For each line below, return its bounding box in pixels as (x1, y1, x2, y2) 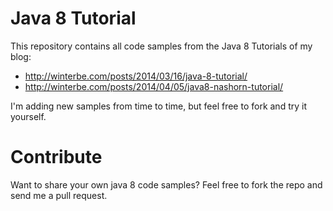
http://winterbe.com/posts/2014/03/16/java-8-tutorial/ (24, 70, 248, 82)
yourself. (10, 110, 47, 122)
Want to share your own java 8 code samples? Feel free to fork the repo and (10, 178, 323, 191)
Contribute (10, 146, 103, 169)
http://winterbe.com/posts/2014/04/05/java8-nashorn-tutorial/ (24, 80, 284, 92)
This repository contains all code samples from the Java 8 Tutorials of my (10, 40, 313, 52)
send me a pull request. (10, 189, 108, 201)
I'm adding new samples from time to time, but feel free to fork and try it (10, 100, 307, 112)
